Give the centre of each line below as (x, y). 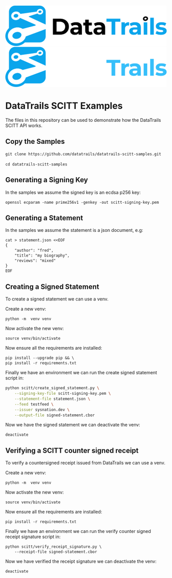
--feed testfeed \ (34, 404)
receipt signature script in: (33, 537)
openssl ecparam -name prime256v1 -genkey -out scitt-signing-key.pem (82, 202)
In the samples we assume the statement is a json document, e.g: (74, 230)
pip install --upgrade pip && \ (40, 358)
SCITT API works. (24, 125)
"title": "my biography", (42, 256)
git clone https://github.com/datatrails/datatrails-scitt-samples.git (83, 154)
